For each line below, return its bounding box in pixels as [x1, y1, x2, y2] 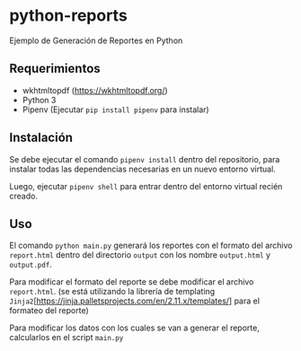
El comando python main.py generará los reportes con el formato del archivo [9, 240, 293, 251]
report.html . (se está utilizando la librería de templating [9, 286, 216, 297]
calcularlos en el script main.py [9, 332, 124, 343]
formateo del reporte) [9, 305, 89, 316]
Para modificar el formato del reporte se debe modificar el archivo [9, 276, 254, 287]
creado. [9, 190, 39, 201]
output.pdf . [9, 259, 52, 270]
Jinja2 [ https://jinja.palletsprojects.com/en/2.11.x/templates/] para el [9, 295, 261, 306]
